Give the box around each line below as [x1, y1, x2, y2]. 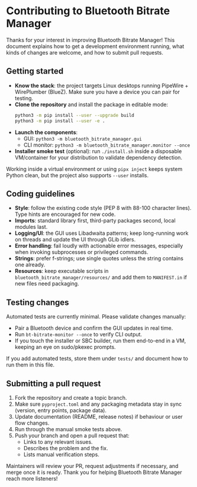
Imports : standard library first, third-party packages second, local [14, 217, 176, 224]
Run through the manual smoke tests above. [14, 425, 122, 432]
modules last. [14, 224, 48, 231]
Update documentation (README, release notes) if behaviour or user [14, 413, 183, 420]
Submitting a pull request [6, 378, 101, 389]
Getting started [6, 66, 64, 77]
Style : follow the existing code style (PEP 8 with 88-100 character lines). [14, 205, 192, 212]
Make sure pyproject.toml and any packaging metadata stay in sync [14, 400, 182, 408]
